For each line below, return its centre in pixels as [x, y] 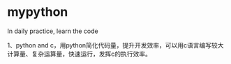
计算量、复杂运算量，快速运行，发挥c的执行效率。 [79, 54]
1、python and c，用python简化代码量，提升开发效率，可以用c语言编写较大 [116, 45]
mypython [38, 12]
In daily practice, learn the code [53, 31]
